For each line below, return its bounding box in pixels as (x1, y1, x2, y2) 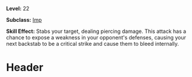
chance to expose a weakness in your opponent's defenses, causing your (6, 34, 187, 41)
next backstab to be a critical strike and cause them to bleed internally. (6, 41, 180, 47)
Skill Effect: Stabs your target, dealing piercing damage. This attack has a (6, 28, 187, 35)
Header (6, 61, 43, 74)
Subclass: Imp (6, 16, 42, 23)
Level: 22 (6, 5, 30, 12)
